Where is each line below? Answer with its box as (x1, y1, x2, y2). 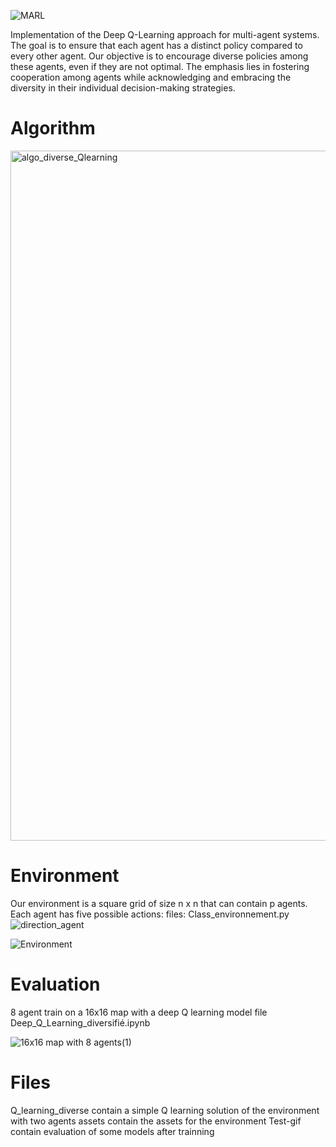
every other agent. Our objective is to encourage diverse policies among (10, 50, 309, 62)
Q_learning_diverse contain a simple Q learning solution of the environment (10, 1104, 320, 1116)
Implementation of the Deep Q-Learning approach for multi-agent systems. (10, 29, 320, 40)
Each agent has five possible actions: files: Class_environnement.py (10, 908, 290, 920)
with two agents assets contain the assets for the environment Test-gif (10, 1115, 302, 1127)
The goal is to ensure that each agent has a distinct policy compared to (10, 40, 303, 51)
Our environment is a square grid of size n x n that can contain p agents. (10, 897, 308, 909)
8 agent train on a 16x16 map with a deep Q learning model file (10, 1006, 268, 1018)
